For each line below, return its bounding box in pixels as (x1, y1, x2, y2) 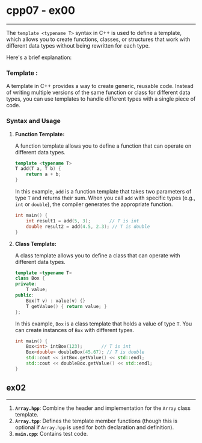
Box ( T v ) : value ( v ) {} (26, 298, 86, 304)
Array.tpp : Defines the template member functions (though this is (14, 417, 178, 424)
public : (14, 292, 34, 298)
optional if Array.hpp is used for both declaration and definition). (14, 423, 174, 431)
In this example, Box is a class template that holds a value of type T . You (14, 320, 192, 327)
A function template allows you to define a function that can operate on (14, 142, 192, 149)
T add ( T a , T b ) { (14, 166, 61, 172)
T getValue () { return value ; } (26, 303, 107, 309)
